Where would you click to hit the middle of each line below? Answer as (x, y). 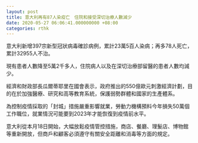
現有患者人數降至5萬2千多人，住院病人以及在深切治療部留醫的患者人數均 (95, 66)
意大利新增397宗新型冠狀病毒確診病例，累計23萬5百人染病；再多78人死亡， (99, 46)
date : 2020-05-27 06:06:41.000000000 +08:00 (62, 23)
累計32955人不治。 (30, 54)
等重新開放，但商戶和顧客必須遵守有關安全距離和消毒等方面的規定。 (89, 134)
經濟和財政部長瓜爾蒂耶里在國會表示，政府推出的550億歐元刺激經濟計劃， (97, 86)
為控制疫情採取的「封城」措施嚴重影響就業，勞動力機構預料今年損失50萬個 (98, 106)
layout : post (22, 12)
